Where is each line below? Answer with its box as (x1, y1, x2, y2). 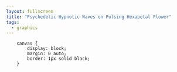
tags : (6, 19, 19, 25)
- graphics (11, 24, 38, 31)
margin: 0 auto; (27, 51, 67, 57)
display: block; (27, 46, 67, 52)
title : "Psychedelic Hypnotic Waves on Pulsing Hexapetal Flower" (6, 14, 172, 20)
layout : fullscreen (6, 8, 54, 15)
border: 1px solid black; (27, 56, 91, 62)
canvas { (16, 41, 38, 46)
